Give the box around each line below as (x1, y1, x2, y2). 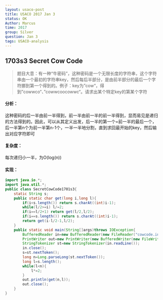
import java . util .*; (5, 182, 47, 187)
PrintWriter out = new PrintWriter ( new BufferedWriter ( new (22, 237, 140, 242)
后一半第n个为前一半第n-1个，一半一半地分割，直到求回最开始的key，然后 (5, 125, 153, 131)
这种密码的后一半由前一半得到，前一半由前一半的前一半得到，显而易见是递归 (5, 112, 158, 118)
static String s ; (14, 191, 49, 196)
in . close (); (22, 245, 47, 251)
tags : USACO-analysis (5, 39, 49, 44)
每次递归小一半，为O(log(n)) (5, 154, 62, 160)
